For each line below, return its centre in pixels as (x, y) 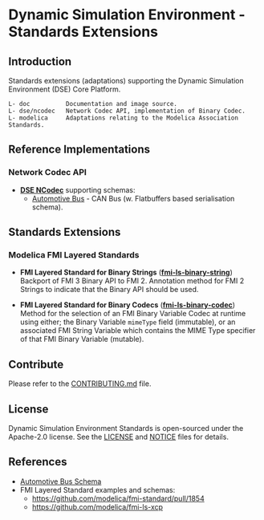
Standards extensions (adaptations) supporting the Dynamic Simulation (126, 81)
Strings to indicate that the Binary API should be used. (109, 290)
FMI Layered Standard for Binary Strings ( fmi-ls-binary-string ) (126, 272)
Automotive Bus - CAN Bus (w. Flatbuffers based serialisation (133, 198)
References (38, 462)
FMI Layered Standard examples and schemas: (97, 490)
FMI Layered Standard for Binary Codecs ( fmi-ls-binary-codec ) (127, 305)
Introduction (40, 61)
